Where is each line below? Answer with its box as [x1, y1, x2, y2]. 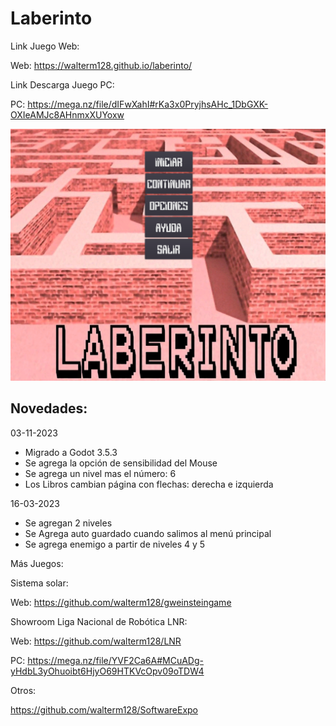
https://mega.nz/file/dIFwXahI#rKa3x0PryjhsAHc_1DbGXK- [27, 98, 269, 110]
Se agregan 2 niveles [24, 517, 113, 529]
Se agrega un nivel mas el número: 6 [24, 467, 177, 479]
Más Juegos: [10, 557, 64, 569]
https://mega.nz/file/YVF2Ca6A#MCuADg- [27, 654, 204, 666]
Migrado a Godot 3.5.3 [24, 446, 118, 458]
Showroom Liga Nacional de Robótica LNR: [10, 615, 188, 627]
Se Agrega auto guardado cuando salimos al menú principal [24, 527, 272, 539]
